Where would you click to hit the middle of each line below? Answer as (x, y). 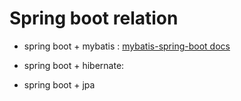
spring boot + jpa (59, 84)
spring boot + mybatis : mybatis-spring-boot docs (127, 46)
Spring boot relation (94, 18)
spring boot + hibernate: (74, 65)
